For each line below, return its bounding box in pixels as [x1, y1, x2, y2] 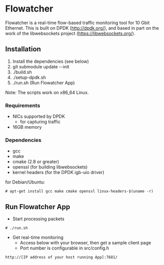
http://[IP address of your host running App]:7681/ [5, 255, 118, 260]
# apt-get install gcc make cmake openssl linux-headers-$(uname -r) [5, 189, 154, 194]
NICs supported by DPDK [12, 114, 65, 120]
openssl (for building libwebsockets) [12, 164, 88, 170]
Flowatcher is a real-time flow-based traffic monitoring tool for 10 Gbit [5, 20, 150, 26]
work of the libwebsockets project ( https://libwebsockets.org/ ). [5, 30, 135, 36]
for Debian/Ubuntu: [5, 179, 45, 185]
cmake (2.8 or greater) [12, 159, 59, 165]
